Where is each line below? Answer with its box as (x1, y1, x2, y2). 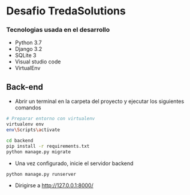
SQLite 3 (14, 52, 37, 59)
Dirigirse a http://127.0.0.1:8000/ (14, 182, 94, 189)
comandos (14, 104, 41, 111)
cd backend (6, 138, 34, 144)
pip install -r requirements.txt (6, 143, 90, 149)
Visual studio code (14, 58, 61, 65)
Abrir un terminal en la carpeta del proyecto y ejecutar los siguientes (14, 97, 185, 105)
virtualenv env (6, 121, 44, 127)
